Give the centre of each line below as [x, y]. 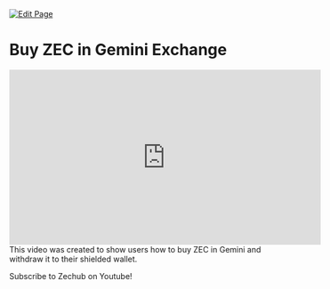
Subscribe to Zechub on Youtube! [71, 276]
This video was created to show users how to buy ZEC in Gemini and [135, 249]
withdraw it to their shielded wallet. [73, 259]
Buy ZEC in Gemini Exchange [118, 50]
